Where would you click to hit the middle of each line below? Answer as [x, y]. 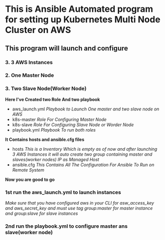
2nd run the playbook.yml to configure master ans [66, 226]
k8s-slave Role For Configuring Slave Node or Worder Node [73, 125]
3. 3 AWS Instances [29, 62]
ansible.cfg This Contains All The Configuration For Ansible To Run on [83, 165]
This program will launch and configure [66, 48]
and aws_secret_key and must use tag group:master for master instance [79, 208]
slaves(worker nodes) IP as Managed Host [56, 159]
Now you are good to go [30, 179]
